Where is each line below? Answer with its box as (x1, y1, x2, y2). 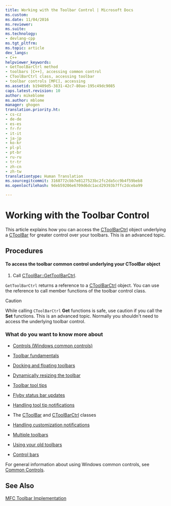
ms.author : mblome (5, 98, 44, 103)
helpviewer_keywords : (5, 60, 52, 65)
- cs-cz (5, 112, 22, 117)
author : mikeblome (5, 93, 44, 98)
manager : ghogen (5, 103, 40, 108)
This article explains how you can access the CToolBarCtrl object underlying (5, 226, 166, 232)
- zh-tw (5, 169, 22, 174)
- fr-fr (5, 126, 22, 131)
